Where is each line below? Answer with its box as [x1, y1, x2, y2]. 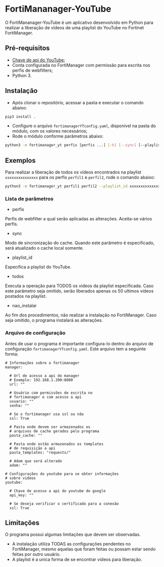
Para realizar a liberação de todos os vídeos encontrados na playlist [5, 169, 142, 175]
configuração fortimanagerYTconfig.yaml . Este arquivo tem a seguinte [5, 346, 146, 352]
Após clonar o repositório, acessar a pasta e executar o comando [12, 99, 144, 105]
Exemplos [5, 156, 36, 164]
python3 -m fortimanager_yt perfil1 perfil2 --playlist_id [5, 184, 128, 189]
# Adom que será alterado [9, 458, 62, 464]
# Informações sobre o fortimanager [5, 360, 80, 365]
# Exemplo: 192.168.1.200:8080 [9, 377, 73, 382]
